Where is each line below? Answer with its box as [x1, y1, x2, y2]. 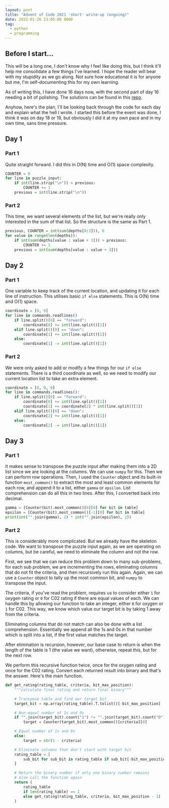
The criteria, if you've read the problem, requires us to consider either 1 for [5, 590, 160, 596]
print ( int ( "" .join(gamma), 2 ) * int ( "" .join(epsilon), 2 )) [5, 515, 132, 520]
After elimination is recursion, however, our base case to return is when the [5, 642, 161, 648]
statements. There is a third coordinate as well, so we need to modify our [5, 370, 157, 376]
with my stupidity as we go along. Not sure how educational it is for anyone [5, 74, 161, 80]
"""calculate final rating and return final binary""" [14, 687, 132, 692]
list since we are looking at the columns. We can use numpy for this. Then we [5, 469, 162, 475]
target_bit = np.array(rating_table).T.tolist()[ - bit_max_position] [14, 701, 161, 706]
